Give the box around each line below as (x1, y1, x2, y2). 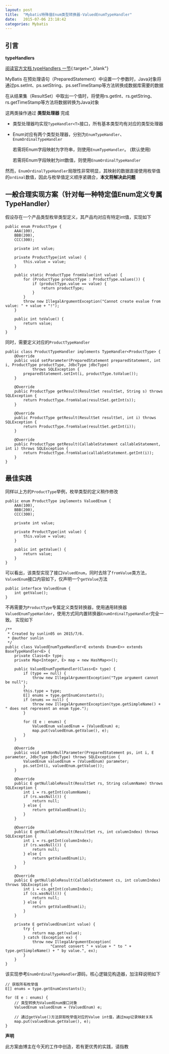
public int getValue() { (14, 547, 66, 552)
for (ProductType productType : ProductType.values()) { (23, 277, 145, 282)
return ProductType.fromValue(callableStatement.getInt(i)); (23, 450, 154, 455)
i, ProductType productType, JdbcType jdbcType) (5, 362, 109, 367)
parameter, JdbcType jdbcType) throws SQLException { (5, 754, 121, 760)
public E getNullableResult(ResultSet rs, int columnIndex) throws (14, 829, 158, 834)
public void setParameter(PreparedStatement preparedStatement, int (14, 358, 161, 363)
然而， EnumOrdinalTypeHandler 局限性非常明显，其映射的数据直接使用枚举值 (5, 168, 161, 174)
